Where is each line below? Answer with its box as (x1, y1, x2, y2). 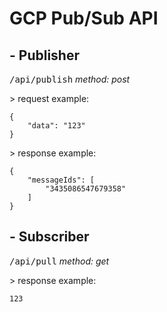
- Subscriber (9, 228, 90, 246)
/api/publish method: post (9, 73, 131, 85)
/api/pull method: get (9, 255, 110, 267)
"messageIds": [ (27, 175, 96, 185)
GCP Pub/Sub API (9, 7, 159, 30)
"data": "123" (27, 121, 86, 131)
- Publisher (9, 47, 80, 64)
